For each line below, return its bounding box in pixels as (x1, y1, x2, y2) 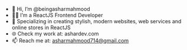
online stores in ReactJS (11, 24, 71, 31)
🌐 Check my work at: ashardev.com (11, 30, 99, 37)
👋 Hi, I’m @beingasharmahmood (11, 6, 90, 12)
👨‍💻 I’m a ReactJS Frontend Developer (11, 12, 103, 19)
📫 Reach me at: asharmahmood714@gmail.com (11, 37, 129, 44)
